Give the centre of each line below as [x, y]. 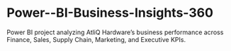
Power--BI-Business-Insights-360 [110, 13]
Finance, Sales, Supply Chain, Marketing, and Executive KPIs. [96, 39]
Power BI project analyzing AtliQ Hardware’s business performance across [115, 32]
